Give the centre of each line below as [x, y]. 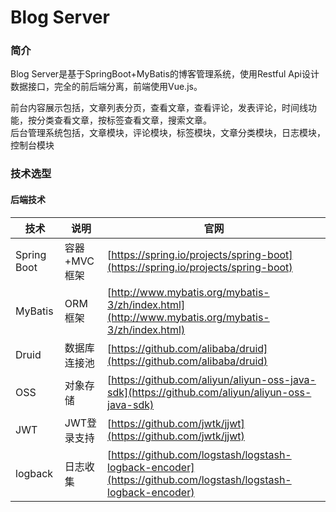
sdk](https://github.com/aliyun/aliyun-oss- [209, 392]
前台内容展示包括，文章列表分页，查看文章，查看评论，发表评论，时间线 [159, 108]
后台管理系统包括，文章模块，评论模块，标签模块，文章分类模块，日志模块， [168, 133]
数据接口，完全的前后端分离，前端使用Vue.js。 [106, 87]
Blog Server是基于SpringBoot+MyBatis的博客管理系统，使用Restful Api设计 [165, 74]
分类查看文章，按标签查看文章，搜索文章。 [124, 120]
